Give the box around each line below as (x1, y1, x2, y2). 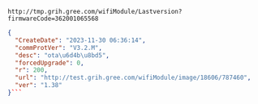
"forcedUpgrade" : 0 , (15, 59, 84, 67)
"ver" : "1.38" (15, 81, 62, 89)
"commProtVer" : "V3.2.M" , (15, 44, 103, 52)
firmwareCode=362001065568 (7, 15, 99, 23)
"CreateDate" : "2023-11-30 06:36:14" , (15, 36, 147, 44)
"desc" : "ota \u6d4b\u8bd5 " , (15, 51, 110, 60)
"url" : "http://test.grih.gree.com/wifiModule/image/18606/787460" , (15, 73, 252, 82)
